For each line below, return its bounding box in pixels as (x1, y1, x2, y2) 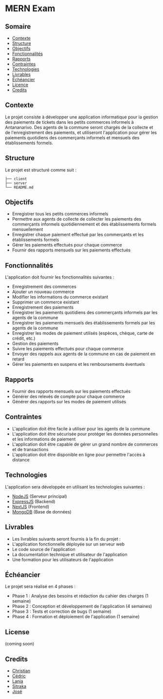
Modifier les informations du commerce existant (12, 294, 109, 300)
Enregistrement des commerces (12, 283, 76, 290)
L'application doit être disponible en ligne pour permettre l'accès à (12, 452, 145, 457)
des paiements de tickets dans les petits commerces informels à (5, 119, 134, 125)
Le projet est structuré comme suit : (5, 167, 77, 173)
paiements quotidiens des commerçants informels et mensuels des (5, 134, 140, 140)
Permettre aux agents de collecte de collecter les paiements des (12, 216, 142, 222)
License (5, 628, 30, 636)
